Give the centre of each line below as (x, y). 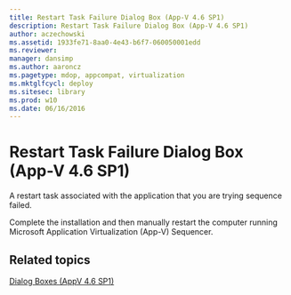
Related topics (50, 260)
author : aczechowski (48, 34)
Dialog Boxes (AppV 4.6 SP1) (62, 281)
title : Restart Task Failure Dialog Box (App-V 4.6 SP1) (117, 17)
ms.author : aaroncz (45, 68)
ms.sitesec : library (48, 92)
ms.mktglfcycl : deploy (51, 84)
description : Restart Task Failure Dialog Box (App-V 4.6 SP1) (129, 26)
